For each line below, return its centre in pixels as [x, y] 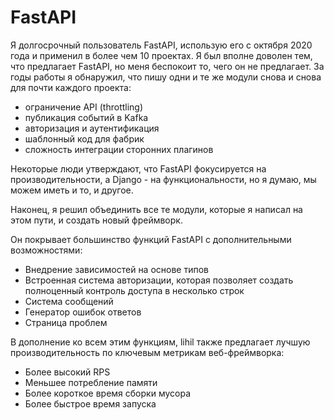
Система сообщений [69, 301]
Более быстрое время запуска [90, 403]
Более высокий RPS [67, 372]
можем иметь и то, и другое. [72, 190]
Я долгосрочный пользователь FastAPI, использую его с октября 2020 [161, 45]
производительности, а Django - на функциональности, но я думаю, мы [163, 179]
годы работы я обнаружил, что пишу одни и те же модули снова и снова [166, 77]
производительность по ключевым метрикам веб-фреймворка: [147, 352]
